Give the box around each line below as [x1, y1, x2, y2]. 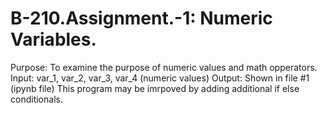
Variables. [10, 28, 97, 51]
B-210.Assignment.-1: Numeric [10, 7, 273, 30]
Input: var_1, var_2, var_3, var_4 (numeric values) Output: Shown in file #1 [10, 72, 310, 84]
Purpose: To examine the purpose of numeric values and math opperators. [10, 61, 318, 73]
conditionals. [10, 93, 63, 105]
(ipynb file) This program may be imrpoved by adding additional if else [10, 82, 300, 94]
